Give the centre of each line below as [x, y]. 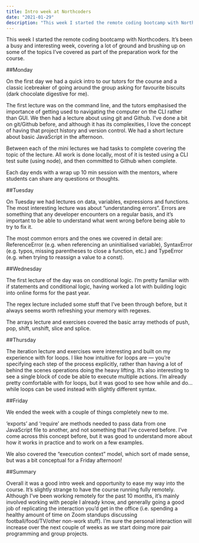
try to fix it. [19, 227]
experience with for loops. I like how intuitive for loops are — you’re [88, 358]
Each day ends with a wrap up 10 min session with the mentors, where [92, 173]
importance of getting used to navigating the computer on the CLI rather [94, 112]
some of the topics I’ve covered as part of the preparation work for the [92, 52]
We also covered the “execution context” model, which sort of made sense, [98, 454]
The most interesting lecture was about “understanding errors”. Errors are [96, 208]
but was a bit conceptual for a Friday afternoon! [64, 461]
